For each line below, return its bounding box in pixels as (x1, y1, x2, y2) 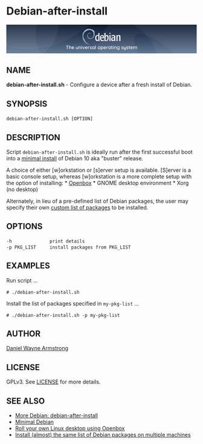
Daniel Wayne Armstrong (6, 345, 68, 352)
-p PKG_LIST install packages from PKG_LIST (6, 244, 131, 250)
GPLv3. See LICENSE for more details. (6, 378, 101, 385)
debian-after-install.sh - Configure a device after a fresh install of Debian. (6, 81, 192, 88)
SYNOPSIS (6, 99, 48, 109)
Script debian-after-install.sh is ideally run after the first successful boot (6, 148, 193, 155)
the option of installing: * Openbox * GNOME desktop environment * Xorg (6, 179, 189, 186)
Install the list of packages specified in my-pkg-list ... (6, 299, 140, 307)
